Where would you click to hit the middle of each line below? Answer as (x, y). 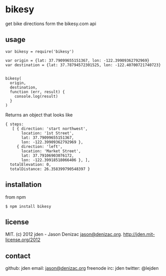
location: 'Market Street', (51, 151)
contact (18, 256)
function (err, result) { (38, 92)
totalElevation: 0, (31, 164)
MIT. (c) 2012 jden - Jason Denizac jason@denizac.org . (64, 235)
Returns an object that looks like (39, 115)
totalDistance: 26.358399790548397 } (50, 169)
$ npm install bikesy (28, 206)
